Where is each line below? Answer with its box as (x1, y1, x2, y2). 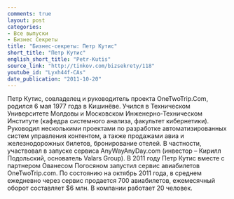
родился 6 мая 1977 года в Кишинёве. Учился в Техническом (7, 102, 191, 111)
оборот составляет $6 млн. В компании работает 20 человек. (7, 184, 193, 193)
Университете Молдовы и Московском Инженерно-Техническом (7, 109, 203, 118)
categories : (7, 23, 42, 30)
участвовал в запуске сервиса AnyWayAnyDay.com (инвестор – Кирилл (7, 146, 222, 155)
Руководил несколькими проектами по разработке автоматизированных (7, 124, 227, 133)
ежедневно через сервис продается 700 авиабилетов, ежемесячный (7, 177, 216, 185)
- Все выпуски (7, 29, 49, 37)
